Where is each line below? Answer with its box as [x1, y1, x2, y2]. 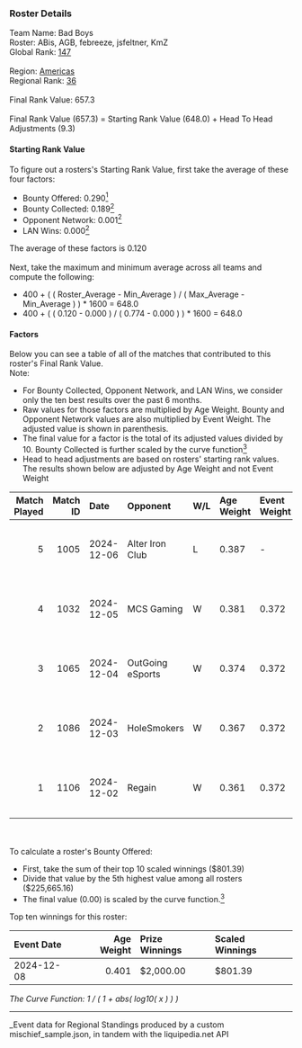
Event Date [13, 938, 62, 951]
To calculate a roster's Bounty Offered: [9, 846, 153, 856]
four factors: [9, 174, 56, 184]
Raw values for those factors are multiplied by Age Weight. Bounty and [22, 404, 285, 416]
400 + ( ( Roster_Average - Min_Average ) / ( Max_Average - [22, 289, 245, 300]
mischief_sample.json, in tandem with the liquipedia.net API [9, 1028, 229, 1039]
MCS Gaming [127, 602, 183, 614]
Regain [127, 781, 157, 793]
